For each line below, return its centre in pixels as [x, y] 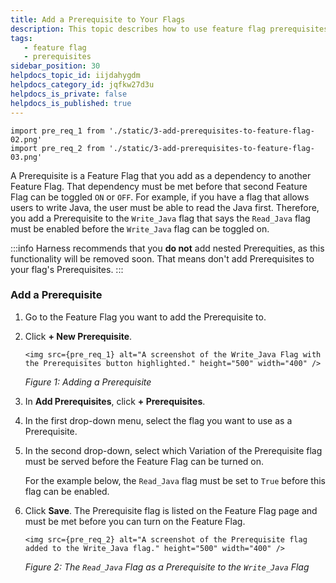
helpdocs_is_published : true [71, 103]
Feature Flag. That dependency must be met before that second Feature [159, 186]
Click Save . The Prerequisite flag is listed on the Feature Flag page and [171, 510]
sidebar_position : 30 [55, 66]
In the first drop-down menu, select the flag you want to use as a [158, 420]
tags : [21, 38]
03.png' [26, 157]
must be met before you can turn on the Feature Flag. [135, 521]
